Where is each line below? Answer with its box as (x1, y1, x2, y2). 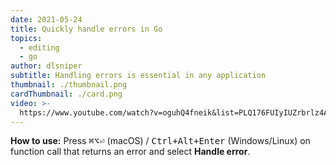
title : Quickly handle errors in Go (10, 24, 163, 34)
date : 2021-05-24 (10, 14, 83, 25)
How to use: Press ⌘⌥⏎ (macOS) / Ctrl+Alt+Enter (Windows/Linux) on (10, 135, 311, 147)
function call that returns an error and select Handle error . (10, 146, 251, 158)
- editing (19, 42, 60, 53)
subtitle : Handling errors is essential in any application (10, 71, 267, 81)
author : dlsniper (10, 61, 83, 71)
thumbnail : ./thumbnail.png (10, 80, 128, 90)
